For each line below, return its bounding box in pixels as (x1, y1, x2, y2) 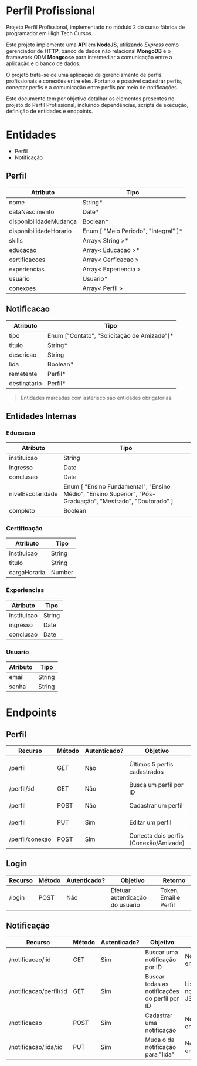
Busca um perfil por (128, 781, 184, 789)
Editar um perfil (128, 818, 172, 826)
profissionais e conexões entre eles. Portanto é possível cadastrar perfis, (6, 78, 183, 85)
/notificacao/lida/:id (9, 1043, 63, 1051)
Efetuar (110, 886, 131, 894)
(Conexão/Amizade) (128, 839, 185, 847)
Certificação (6, 524, 43, 533)
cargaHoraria (9, 569, 46, 577)
